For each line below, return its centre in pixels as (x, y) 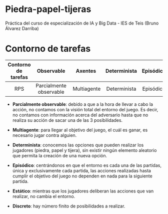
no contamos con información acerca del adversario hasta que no (80, 115)
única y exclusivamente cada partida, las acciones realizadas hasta (82, 170)
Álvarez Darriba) (22, 28)
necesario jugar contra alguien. (44, 135)
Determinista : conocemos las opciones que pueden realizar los (78, 145)
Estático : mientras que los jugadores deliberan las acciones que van (83, 191)
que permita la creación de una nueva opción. (60, 155)
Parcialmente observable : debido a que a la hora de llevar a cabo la (83, 104)
